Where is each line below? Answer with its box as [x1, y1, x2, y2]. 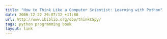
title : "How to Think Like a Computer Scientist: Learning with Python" [5, 7, 163, 13]
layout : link [5, 26, 33, 31]
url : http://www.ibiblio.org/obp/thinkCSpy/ [5, 17, 101, 22]
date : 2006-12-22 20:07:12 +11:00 [5, 12, 79, 17]
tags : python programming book [5, 21, 72, 27]
